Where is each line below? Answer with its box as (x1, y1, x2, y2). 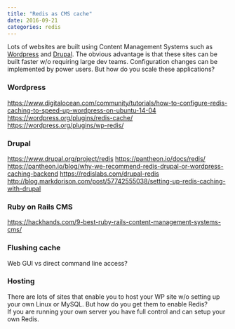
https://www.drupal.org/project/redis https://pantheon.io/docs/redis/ (7, 154, 206, 162)
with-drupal (7, 184, 41, 193)
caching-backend (7, 169, 58, 178)
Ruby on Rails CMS (7, 202, 73, 212)
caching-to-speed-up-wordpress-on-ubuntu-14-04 (7, 106, 156, 115)
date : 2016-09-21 (7, 17, 58, 24)
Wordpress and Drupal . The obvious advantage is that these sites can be (7, 50, 217, 58)
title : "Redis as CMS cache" (7, 10, 93, 18)
